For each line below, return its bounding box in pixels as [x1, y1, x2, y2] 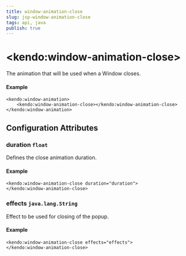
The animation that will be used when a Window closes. [6, 70, 141, 77]
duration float [6, 140, 48, 149]
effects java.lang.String [6, 199, 78, 208]
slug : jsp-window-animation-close [6, 14, 91, 20]
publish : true [6, 25, 41, 31]
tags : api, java [6, 19, 46, 25]
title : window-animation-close [6, 8, 83, 15]
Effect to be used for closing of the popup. [6, 213, 109, 220]
